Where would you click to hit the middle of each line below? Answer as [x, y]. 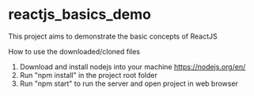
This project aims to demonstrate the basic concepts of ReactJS [113, 36]
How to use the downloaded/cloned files [74, 51]
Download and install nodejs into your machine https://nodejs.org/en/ [133, 66]
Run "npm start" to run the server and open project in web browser [129, 83]
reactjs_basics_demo [80, 15]
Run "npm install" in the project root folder [89, 75]
